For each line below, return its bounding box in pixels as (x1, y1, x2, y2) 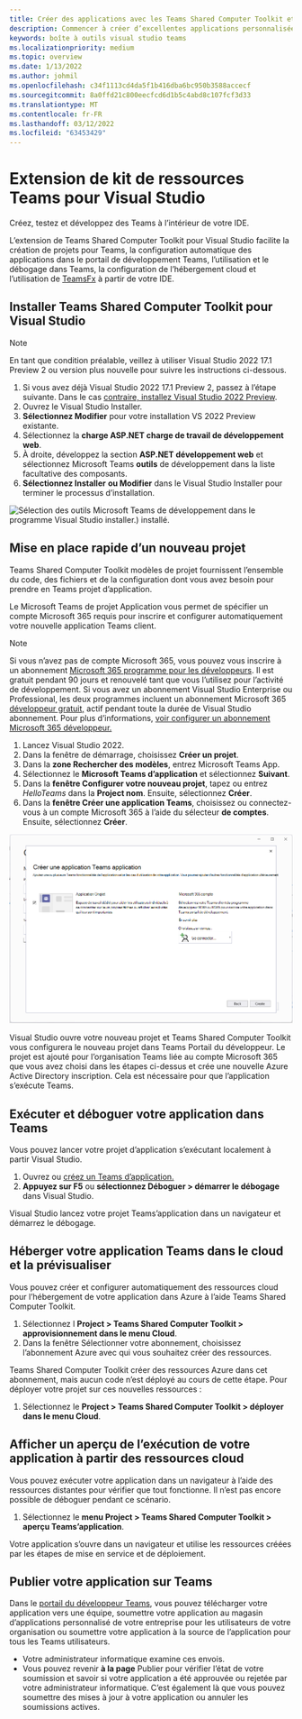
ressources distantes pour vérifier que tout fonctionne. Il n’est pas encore (9, 1484, 281, 1495)
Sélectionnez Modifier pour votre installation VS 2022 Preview (22, 410, 256, 421)
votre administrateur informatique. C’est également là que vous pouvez (22, 1682, 286, 1694)
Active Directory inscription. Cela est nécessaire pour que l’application (9, 1071, 270, 1082)
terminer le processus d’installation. (22, 487, 155, 498)
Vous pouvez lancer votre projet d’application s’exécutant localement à (9, 1145, 271, 1155)
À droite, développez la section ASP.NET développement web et (22, 449, 263, 460)
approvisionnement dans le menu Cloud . (22, 1328, 178, 1339)
